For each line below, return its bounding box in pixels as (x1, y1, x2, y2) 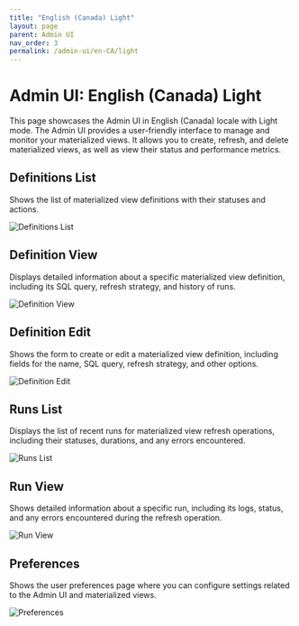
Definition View (9, 247, 98, 262)
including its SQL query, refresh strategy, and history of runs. (9, 281, 236, 291)
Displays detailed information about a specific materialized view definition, (9, 272, 285, 282)
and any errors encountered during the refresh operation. (9, 512, 222, 523)
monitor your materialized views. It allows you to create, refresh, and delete (9, 134, 289, 145)
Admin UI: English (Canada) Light (9, 86, 262, 106)
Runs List (9, 401, 63, 417)
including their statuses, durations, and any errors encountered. (9, 435, 246, 446)
